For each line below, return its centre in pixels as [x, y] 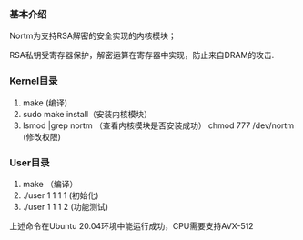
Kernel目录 [34, 81]
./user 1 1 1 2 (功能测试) [66, 206]
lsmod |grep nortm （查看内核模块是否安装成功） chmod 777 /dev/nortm [158, 125]
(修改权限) [42, 136]
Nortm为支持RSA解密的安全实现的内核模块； [93, 36]
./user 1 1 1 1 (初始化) [61, 195]
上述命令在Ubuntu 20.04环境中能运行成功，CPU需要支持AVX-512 [131, 225]
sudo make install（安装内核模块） [87, 114]
